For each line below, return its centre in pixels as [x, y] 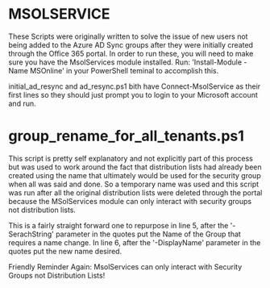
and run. [22, 103]
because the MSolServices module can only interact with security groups [130, 201]
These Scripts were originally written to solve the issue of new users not [128, 36]
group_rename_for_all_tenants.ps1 [126, 136]
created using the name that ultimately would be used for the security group [135, 175]
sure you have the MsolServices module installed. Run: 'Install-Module [125, 62]
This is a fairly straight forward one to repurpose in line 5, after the [118, 225]
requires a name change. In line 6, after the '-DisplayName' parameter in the [135, 242]
